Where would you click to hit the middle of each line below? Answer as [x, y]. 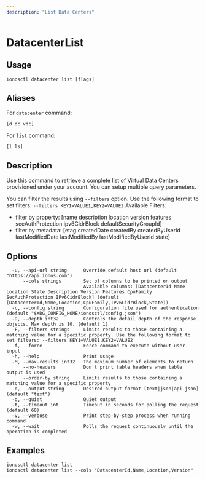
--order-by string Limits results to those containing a [102, 378]
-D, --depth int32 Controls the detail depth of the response [104, 319]
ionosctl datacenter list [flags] [51, 79]
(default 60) [23, 410]
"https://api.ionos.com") [39, 276]
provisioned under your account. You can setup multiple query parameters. [101, 187]
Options [22, 256]
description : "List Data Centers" [51, 12]
